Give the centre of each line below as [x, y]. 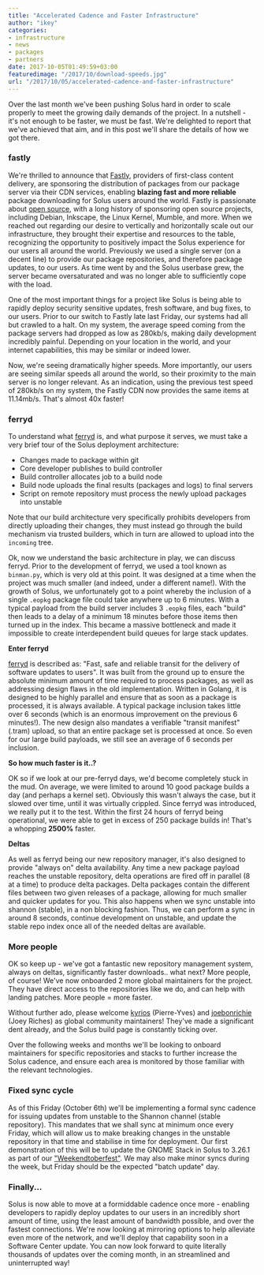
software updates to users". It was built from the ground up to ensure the [126, 673]
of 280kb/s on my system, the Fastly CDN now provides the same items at [129, 390]
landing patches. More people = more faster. [80, 997]
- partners [26, 60]
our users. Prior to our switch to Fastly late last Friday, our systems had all [128, 316]
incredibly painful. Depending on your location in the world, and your [119, 341]
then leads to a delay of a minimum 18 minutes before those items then [123, 617]
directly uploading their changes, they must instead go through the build [125, 526]
